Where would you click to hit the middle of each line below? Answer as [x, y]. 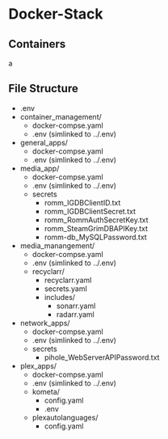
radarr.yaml [75, 314]
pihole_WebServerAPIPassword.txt [102, 357]
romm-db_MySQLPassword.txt [95, 237]
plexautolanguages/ [65, 417]
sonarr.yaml [76, 306]
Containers [37, 44]
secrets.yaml [65, 289]
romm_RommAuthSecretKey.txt [96, 220]
